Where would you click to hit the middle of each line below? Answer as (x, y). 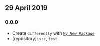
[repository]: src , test (35, 38)
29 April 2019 (26, 8)
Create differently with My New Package (53, 33)
